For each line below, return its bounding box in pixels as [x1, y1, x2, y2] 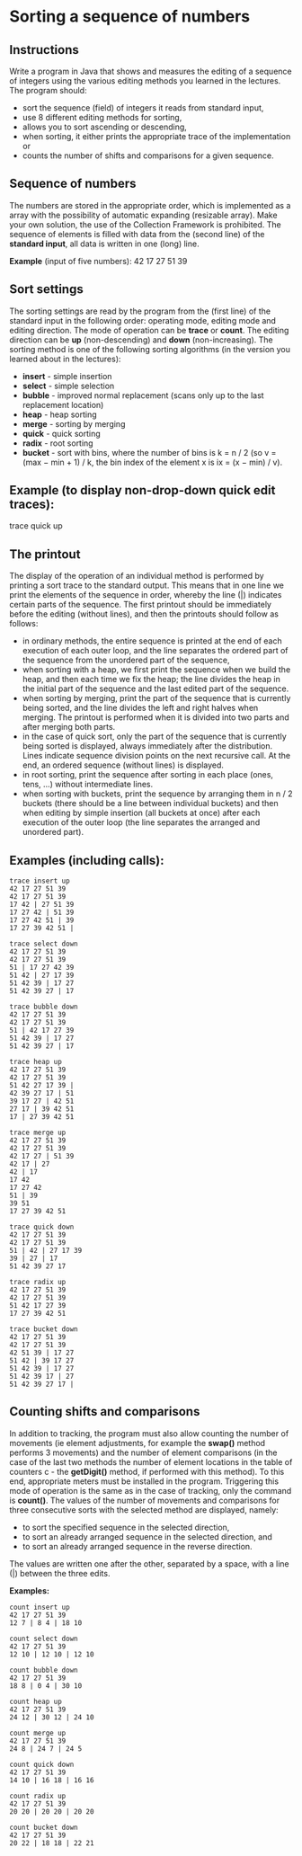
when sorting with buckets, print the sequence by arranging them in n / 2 [22, 788, 294, 799]
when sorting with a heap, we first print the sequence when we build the [22, 664, 291, 675]
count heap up [9, 1697, 63, 1706]
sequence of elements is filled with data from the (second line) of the [9, 228, 265, 239]
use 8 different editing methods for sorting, [22, 112, 182, 122]
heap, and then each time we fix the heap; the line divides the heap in [22, 674, 280, 685]
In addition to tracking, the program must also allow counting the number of [9, 1427, 289, 1439]
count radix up [9, 1791, 67, 1800]
